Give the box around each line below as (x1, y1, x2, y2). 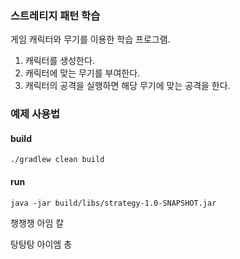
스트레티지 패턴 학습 (10, 8, 101, 22)
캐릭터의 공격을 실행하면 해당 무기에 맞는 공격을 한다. (24, 80, 231, 92)
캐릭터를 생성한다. (24, 55, 95, 67)
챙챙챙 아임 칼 (10, 217, 65, 229)
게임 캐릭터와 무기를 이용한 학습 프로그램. (10, 33, 171, 46)
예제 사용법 (10, 107, 61, 121)
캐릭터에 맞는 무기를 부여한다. (24, 67, 141, 79)
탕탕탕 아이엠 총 (10, 238, 73, 250)
